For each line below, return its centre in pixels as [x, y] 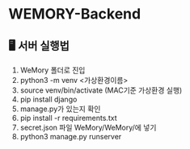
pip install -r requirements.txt [68, 118]
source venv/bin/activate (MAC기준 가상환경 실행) [101, 90]
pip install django [49, 99]
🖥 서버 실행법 [39, 46]
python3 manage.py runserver [71, 137]
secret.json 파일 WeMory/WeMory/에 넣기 [88, 127]
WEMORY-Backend [75, 14]
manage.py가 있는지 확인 [60, 109]
